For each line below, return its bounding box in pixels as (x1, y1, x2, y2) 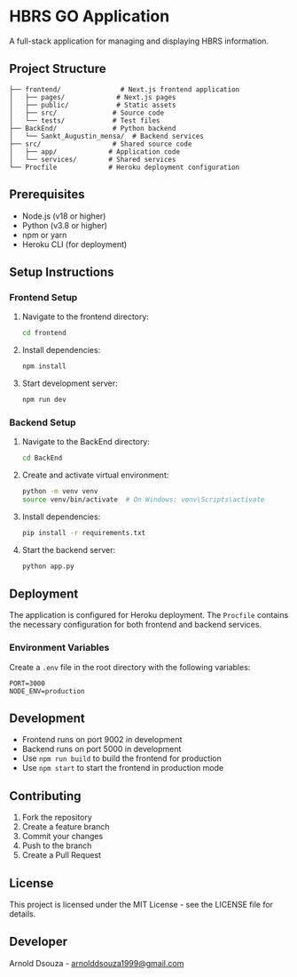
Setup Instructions (9, 264, 114, 279)
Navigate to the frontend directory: (21, 311, 149, 322)
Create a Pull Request (21, 850, 102, 861)
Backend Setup (9, 416, 77, 428)
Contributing (9, 789, 82, 804)
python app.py (21, 562, 74, 571)
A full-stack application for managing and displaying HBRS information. (9, 36, 269, 46)
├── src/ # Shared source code (9, 140, 192, 148)
